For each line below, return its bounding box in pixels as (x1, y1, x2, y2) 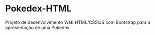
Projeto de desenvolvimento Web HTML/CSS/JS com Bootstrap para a (5, 19, 150, 25)
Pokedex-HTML (5, 3, 72, 14)
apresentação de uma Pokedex (5, 24, 70, 30)
